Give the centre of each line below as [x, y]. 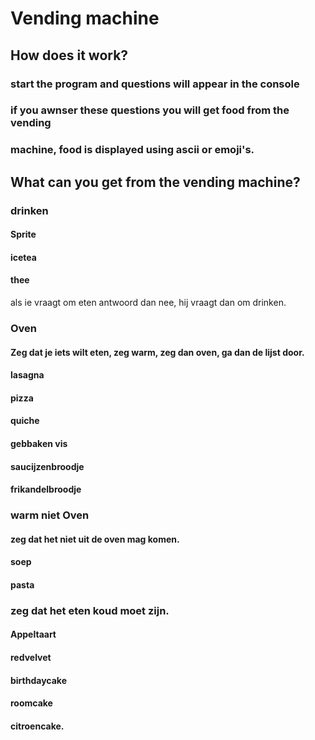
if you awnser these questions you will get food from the [150, 110]
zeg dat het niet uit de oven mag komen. [95, 539]
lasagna [27, 375]
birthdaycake [39, 680]
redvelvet [31, 657]
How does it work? [69, 55]
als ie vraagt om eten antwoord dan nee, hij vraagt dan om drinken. [148, 303]
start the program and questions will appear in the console [155, 84]
